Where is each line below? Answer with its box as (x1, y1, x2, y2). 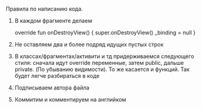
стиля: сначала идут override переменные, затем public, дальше (14, 59, 184, 66)
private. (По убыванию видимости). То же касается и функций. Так (14, 66, 190, 73)
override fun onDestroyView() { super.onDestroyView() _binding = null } (14, 29, 196, 36)
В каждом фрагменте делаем (14, 17, 93, 24)
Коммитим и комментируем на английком (14, 96, 126, 103)
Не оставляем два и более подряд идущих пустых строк (14, 41, 164, 48)
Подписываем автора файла (14, 84, 90, 91)
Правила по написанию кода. (6, 6, 84, 12)
